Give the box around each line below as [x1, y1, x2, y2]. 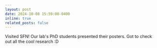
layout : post [5, 7, 31, 12]
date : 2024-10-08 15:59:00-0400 [5, 12, 70, 16]
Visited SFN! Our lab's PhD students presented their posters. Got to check [5, 34, 152, 39]
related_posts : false [5, 20, 49, 25]
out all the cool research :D [5, 39, 59, 45]
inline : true [5, 16, 31, 21]
